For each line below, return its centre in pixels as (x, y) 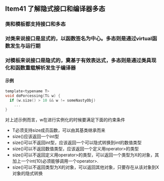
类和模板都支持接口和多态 (35, 24)
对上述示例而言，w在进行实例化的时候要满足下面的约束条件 (65, 119)
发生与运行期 (25, 46)
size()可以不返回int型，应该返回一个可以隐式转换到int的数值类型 (77, 143)
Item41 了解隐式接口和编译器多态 (55, 9)
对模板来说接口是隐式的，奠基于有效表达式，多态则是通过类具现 (81, 61)
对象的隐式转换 (27, 173)
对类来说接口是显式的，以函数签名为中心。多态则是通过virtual (79, 38)
